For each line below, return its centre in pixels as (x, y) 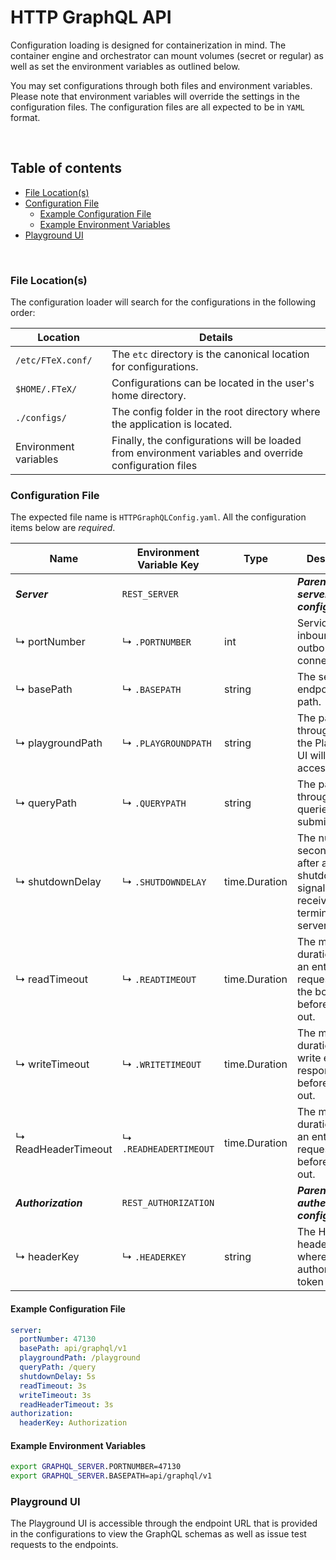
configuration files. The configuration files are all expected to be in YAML (157, 107)
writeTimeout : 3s (55, 1395)
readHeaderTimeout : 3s (66, 1404)
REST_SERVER (150, 594)
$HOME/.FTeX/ (46, 389)
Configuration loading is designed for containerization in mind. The (148, 45)
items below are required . (63, 528)
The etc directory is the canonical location (210, 354)
